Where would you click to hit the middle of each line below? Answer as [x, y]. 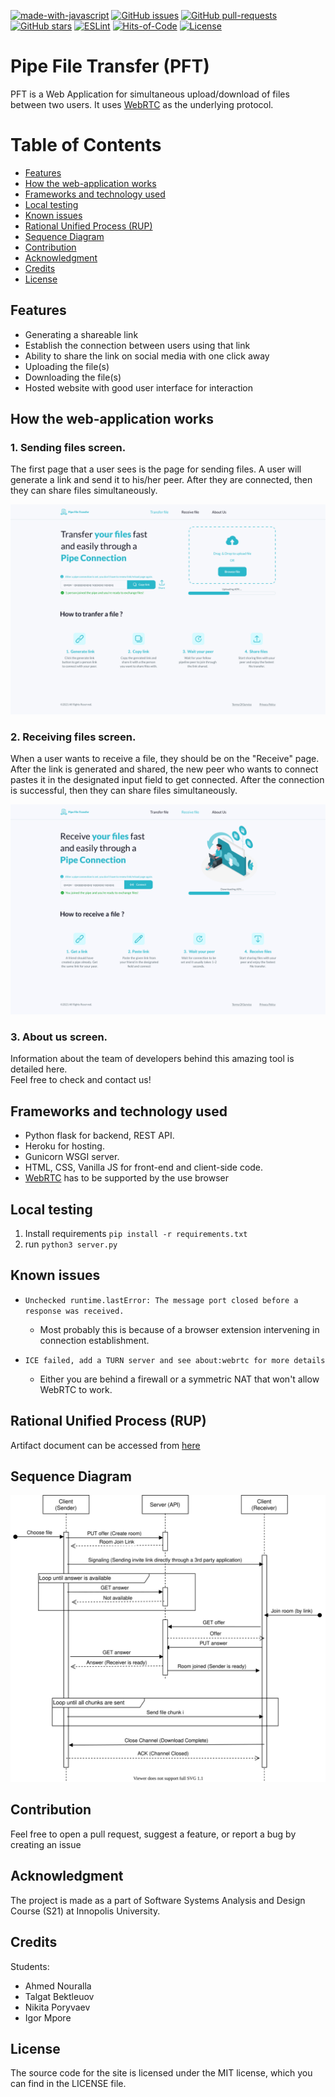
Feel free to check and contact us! [81, 1080]
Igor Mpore [48, 2017]
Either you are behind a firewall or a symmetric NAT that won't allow [179, 1379]
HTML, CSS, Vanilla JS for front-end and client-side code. [144, 1167]
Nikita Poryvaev [57, 2007]
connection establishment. [94, 1340]
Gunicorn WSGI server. [72, 1157]
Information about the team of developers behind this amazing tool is [152, 1059]
